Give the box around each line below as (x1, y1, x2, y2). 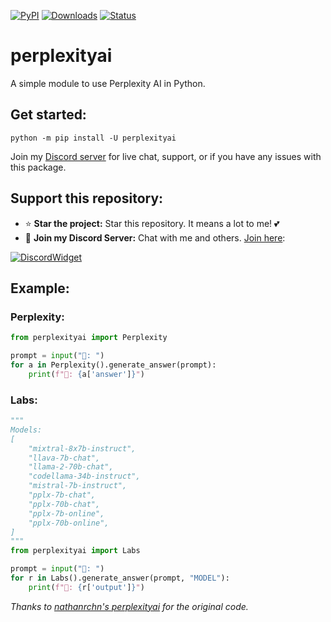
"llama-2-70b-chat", (28, 462, 114, 472)
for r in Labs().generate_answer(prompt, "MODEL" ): (10, 573, 230, 584)
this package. (10, 161, 67, 173)
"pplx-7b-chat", (28, 490, 97, 500)
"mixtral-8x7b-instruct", (28, 443, 137, 454)
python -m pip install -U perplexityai (10, 133, 177, 143)
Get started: (10, 106, 87, 124)
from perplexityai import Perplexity (10, 333, 168, 343)
